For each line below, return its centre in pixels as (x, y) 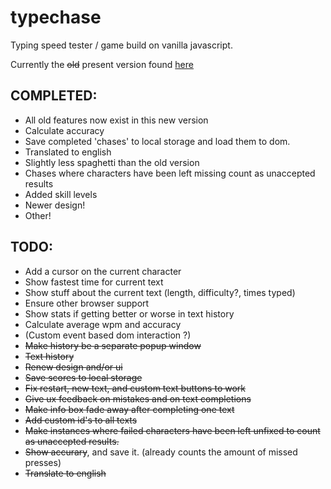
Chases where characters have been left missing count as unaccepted (170, 173)
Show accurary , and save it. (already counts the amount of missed (161, 452)
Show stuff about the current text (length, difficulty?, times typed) (160, 292)
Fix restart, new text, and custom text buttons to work (135, 388)
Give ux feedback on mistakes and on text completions (138, 398)
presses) (43, 462)
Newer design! (55, 205)
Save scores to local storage (83, 377)
